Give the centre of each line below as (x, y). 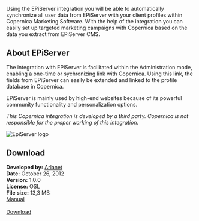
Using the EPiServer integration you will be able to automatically (85, 9)
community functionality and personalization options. (72, 104)
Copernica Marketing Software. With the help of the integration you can (94, 21)
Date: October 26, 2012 (35, 174)
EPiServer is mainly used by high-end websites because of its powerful (94, 98)
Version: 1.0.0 (23, 180)
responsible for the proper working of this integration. (73, 122)
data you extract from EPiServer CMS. (53, 34)
